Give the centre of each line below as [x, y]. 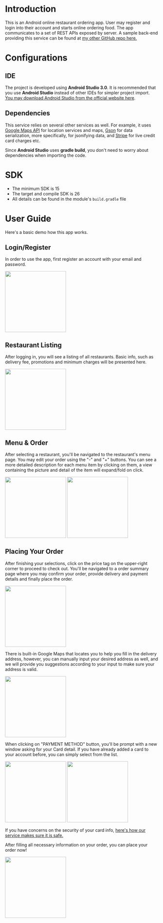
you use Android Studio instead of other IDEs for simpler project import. [77, 93]
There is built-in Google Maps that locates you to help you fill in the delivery [81, 653]
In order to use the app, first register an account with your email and [73, 259]
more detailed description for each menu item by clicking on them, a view [79, 465]
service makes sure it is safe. [34, 835]
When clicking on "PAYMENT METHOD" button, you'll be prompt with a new [81, 744]
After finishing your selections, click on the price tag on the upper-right [76, 563]
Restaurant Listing [34, 345]
